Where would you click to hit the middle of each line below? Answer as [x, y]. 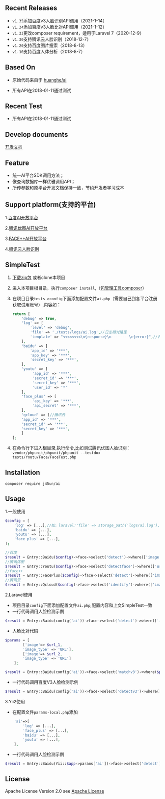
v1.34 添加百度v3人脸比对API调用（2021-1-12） [59, 27]
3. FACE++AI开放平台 [26, 239]
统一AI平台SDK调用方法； [38, 175]
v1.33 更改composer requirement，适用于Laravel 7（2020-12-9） [78, 33]
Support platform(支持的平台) [51, 205]
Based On [20, 67]
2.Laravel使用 [19, 595]
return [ [21, 314]
